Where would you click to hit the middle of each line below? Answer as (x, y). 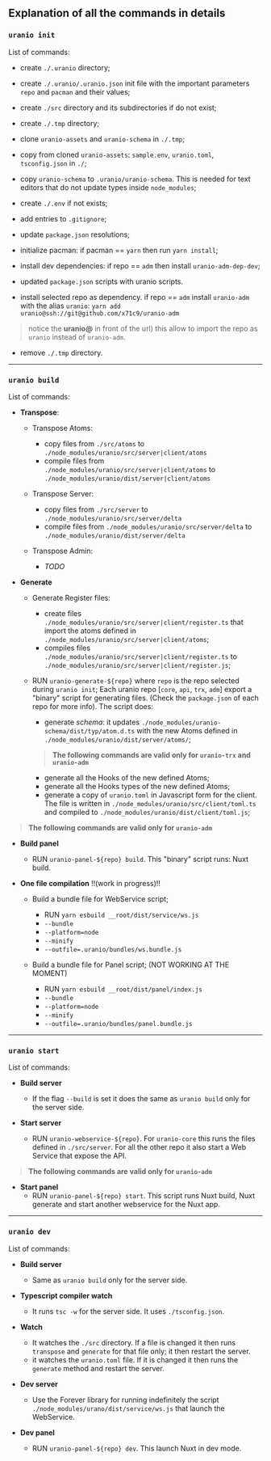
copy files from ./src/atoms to (94, 443)
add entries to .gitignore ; (63, 218)
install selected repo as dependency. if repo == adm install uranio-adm (135, 297)
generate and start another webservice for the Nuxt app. (126, 1205)
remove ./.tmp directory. (61, 353)
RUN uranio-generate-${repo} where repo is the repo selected (135, 680)
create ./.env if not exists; (64, 203)
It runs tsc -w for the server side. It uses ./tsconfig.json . (128, 1311)
